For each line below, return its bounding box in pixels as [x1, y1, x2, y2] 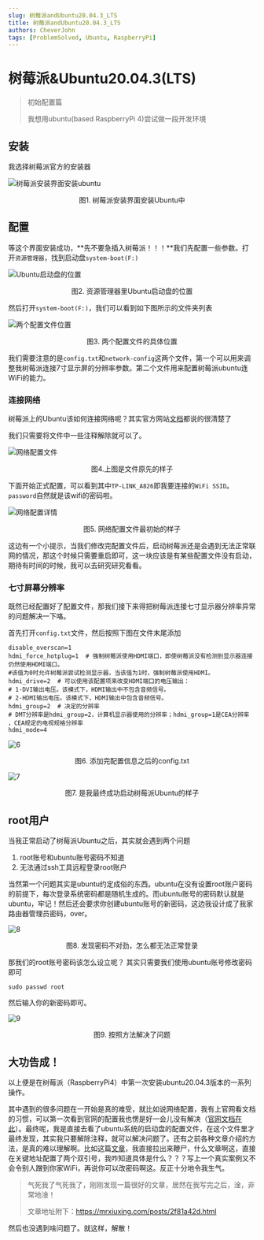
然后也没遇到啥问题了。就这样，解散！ [8, 1223, 132, 1233]
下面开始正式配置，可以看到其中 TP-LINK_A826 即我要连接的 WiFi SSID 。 [8, 481, 234, 491]
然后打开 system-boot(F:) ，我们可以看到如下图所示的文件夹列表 [8, 303, 213, 312]
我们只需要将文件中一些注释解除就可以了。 [8, 431, 146, 440]
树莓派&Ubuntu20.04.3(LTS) [8, 70, 196, 87]
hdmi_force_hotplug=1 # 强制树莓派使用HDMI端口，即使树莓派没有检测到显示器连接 [8, 652, 253, 660]
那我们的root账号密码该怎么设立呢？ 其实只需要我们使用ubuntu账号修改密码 [8, 958, 253, 967]
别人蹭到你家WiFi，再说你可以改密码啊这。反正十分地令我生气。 [21, 1164, 229, 1173]
